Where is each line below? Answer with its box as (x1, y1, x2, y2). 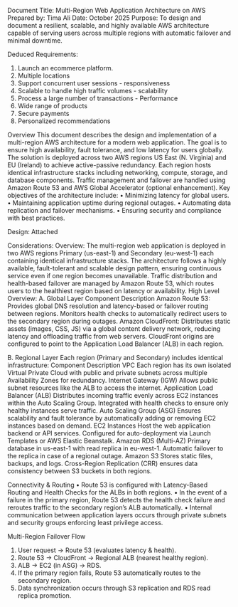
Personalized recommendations (17, 117, 112, 125)
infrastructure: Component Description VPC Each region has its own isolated (7, 361, 232, 369)
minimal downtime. (7, 36, 63, 45)
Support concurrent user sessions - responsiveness (17, 79, 171, 88)
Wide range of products (17, 102, 87, 110)
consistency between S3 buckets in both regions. (7, 467, 152, 475)
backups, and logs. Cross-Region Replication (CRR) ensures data (7, 459, 198, 468)
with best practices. (7, 213, 65, 222)
